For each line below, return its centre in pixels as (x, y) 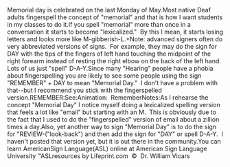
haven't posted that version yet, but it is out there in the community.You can (114, 141)
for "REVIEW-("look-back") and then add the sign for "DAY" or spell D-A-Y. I (115, 134)
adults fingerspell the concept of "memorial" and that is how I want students (115, 17)
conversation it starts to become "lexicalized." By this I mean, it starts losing (115, 32)
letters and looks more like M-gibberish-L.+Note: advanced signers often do (115, 39)
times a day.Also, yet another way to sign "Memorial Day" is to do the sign (112, 127)
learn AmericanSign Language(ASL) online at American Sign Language (107, 148)
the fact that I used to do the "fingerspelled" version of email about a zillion (113, 119)
